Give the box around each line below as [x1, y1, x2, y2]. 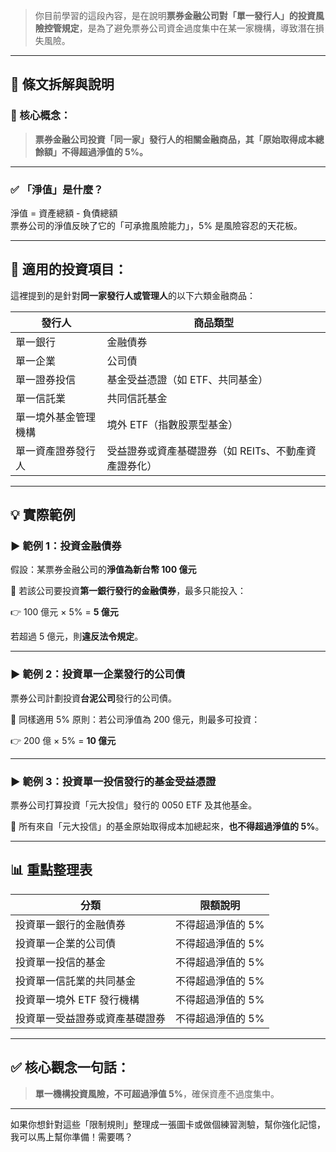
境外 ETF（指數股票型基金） [106, 417, 239, 431]
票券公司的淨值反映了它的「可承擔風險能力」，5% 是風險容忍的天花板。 [10, 219, 303, 231]
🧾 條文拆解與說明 [10, 76, 115, 93]
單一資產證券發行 [15, 444, 97, 458]
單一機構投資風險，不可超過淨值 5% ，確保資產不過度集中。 [34, 1087, 280, 1099]
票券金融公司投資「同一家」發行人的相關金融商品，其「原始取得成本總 [34, 133, 325, 145]
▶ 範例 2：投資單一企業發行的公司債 [10, 667, 186, 681]
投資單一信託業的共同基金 [15, 974, 137, 988]
